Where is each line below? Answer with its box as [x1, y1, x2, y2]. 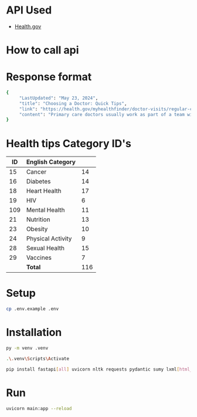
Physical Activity [26, 235, 72, 243]
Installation [6, 326, 62, 339]
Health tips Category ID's [6, 137, 132, 150]
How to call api [6, 43, 79, 57]
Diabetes [26, 177, 51, 185]
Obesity [26, 225, 48, 233]
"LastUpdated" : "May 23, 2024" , [19, 95, 98, 101]
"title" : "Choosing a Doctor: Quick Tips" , [19, 100, 127, 106]
